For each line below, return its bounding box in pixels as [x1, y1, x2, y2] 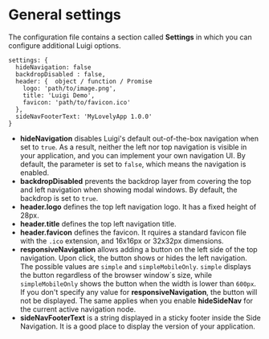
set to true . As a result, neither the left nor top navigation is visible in [19, 142, 247, 152]
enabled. [19, 167, 50, 178]
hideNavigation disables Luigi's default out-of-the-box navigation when [19, 133, 259, 143]
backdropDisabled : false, [15, 70, 106, 78]
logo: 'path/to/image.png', [22, 84, 116, 92]
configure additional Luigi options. [8, 40, 121, 50]
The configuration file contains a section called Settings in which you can [8, 32, 252, 42]
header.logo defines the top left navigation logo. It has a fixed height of [19, 202, 257, 211]
